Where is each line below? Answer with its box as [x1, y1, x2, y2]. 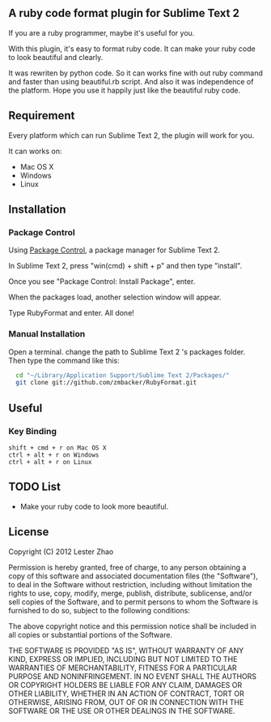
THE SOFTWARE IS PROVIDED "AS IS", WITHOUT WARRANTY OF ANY [8, 645, 244, 655]
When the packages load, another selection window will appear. [8, 292, 222, 303]
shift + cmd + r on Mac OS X [8, 444, 107, 453]
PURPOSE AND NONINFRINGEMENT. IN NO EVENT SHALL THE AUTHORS [8, 671, 257, 681]
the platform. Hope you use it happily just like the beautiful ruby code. [8, 85, 241, 95]
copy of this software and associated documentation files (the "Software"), [8, 571, 259, 581]
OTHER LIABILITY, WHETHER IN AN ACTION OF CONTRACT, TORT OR [8, 689, 244, 698]
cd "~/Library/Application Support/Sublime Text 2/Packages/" [15, 371, 230, 380]
